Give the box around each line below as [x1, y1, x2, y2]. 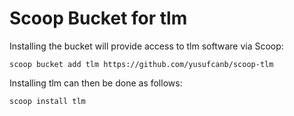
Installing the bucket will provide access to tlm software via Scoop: [9, 40, 284, 52]
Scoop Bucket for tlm [9, 7, 188, 30]
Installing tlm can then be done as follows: [9, 77, 183, 89]
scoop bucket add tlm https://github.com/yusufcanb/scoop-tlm [9, 59, 274, 69]
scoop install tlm [9, 96, 86, 106]
